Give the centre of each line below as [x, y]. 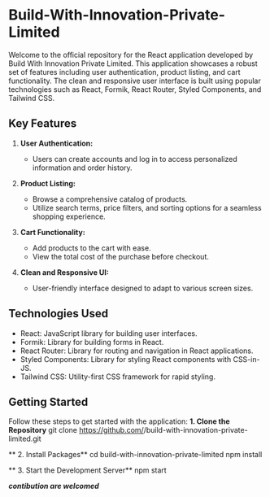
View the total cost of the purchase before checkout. [120, 256]
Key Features [43, 124]
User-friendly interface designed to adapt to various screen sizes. [143, 288]
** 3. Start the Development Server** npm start [87, 470]
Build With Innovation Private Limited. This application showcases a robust [133, 63]
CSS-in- [246, 359]
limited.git [25, 439]
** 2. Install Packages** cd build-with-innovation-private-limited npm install [135, 455]
